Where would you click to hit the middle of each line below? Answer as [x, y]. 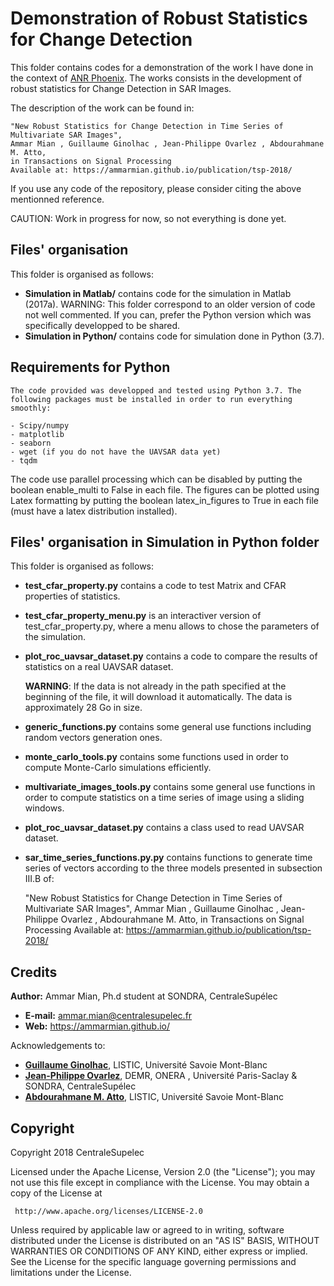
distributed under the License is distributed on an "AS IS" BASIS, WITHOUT [165, 1240]
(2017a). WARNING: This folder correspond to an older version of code [170, 304]
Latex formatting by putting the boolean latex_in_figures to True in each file [164, 500]
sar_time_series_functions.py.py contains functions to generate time [168, 858]
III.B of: [39, 879]
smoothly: [31, 408]
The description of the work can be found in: [102, 108]
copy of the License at [56, 1193]
